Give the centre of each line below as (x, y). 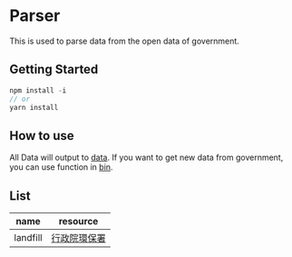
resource (78, 221)
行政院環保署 (78, 238)
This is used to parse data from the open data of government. (125, 41)
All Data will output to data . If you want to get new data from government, (146, 158)
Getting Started (54, 69)
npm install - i (38, 90)
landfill (28, 237)
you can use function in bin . (61, 167)
